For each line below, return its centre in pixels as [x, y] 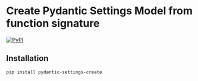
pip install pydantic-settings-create [54, 72]
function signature [53, 23]
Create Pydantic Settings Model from [100, 11]
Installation [27, 58]
